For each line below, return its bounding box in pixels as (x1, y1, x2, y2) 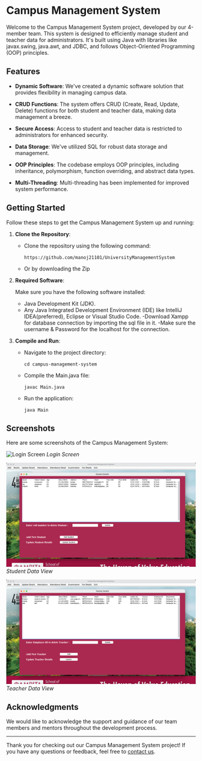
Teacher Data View (6, 685, 54, 692)
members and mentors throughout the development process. (6, 724, 158, 732)
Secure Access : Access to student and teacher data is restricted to (14, 124, 182, 132)
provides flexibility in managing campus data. (14, 88, 127, 96)
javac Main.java (23, 384, 65, 390)
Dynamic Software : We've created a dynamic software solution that (14, 82, 184, 90)
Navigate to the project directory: (23, 349, 106, 356)
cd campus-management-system (23, 361, 97, 367)
